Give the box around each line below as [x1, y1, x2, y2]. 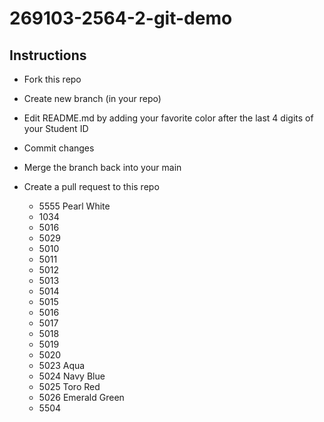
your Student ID [23, 123, 89, 134]
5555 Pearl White [38, 200, 111, 212]
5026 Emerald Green [38, 392, 125, 403]
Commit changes [23, 142, 95, 154]
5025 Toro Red [38, 381, 101, 392]
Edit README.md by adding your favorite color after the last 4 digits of [23, 112, 314, 124]
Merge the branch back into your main [23, 162, 182, 173]
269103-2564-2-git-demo [9, 7, 233, 30]
